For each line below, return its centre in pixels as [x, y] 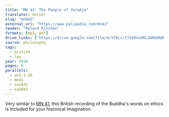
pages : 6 [14, 66]
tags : [11, 47]
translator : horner [26, 15]
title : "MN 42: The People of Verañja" [47, 10]
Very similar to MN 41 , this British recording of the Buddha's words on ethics [84, 103]
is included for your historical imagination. [49, 109]
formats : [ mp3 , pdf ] [27, 33]
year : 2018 [17, 61]
